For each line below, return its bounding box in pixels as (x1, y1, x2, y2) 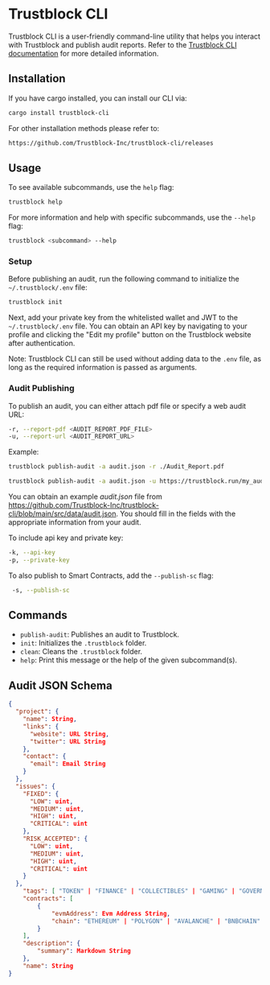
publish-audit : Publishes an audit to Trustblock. (19, 629, 179, 640)
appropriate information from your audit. (8, 517, 142, 527)
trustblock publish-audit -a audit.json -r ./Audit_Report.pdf (8, 463, 225, 471)
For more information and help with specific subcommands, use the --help (8, 212, 256, 222)
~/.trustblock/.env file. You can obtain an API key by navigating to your (8, 321, 247, 331)
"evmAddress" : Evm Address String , (51, 909, 171, 917)
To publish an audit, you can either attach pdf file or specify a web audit (8, 401, 247, 410)
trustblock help (8, 198, 63, 206)
